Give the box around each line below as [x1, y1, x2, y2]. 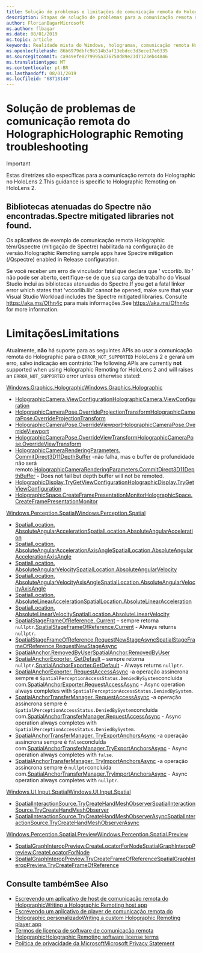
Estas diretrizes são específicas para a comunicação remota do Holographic [6, 172, 195, 179]
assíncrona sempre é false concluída [14, 738, 106, 746]
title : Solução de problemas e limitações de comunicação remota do [6, 8, 182, 15]
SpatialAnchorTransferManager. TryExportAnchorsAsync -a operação [14, 732, 188, 739]
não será [14, 459, 37, 467]
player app [14, 921, 42, 928]
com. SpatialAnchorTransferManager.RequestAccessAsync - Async [14, 712, 182, 720]
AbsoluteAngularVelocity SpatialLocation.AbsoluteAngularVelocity [14, 566, 177, 573]
